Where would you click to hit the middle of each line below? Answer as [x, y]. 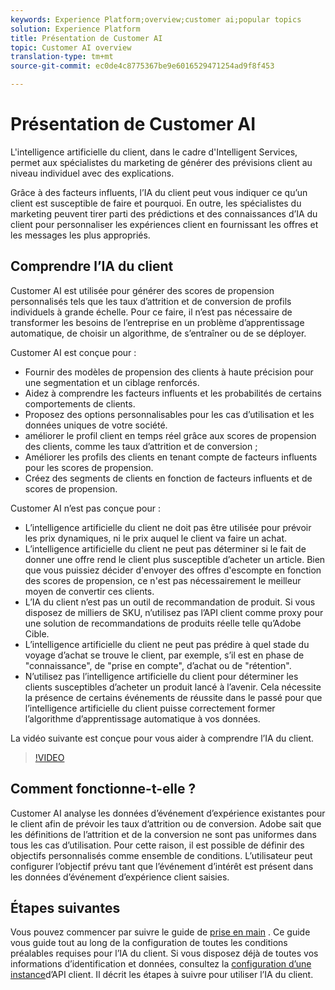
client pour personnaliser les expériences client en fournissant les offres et [164, 224]
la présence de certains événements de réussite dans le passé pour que [173, 697]
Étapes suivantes [65, 907]
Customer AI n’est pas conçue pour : [85, 508]
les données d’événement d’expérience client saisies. [120, 877]
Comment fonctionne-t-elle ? [103, 789]
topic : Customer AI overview [71, 47]
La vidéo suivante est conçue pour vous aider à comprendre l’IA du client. [162, 738]
